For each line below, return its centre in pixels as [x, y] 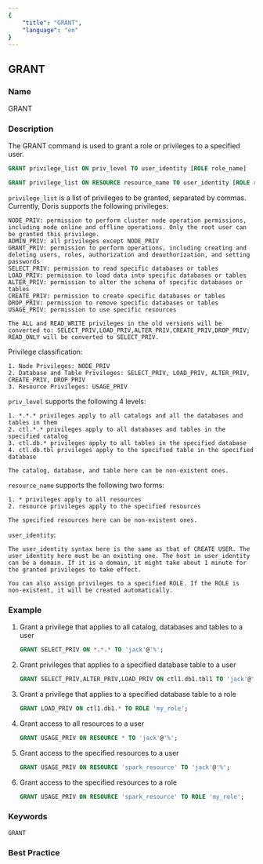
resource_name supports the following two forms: [86, 485]
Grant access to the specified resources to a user [99, 753]
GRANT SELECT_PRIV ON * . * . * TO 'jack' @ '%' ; [92, 650]
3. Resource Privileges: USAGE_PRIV [68, 386]
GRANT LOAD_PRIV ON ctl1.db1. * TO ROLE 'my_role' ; [104, 709]
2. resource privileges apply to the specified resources [104, 506]
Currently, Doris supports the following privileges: [88, 206]
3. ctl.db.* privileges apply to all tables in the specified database [127, 443]
